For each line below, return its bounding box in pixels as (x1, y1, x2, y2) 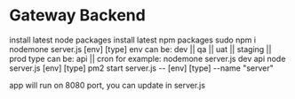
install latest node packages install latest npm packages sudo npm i (9, 34, 256, 45)
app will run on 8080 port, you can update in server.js (9, 80, 206, 90)
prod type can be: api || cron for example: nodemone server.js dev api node (9, 53, 286, 64)
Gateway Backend (9, 5, 147, 26)
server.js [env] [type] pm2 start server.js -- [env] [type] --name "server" (9, 63, 274, 73)
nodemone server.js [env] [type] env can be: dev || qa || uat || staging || (9, 43, 272, 54)
